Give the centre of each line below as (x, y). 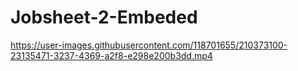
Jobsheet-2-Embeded (104, 17)
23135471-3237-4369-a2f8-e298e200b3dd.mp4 (111, 55)
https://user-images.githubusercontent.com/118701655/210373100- (149, 45)
